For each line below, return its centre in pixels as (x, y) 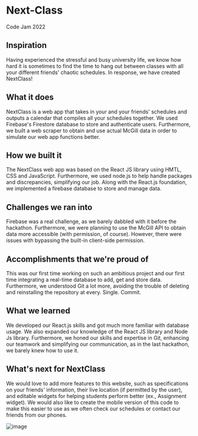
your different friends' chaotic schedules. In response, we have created (93, 72)
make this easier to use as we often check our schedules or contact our (93, 408)
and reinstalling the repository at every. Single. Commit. (74, 292)
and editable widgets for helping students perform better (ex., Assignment (96, 396)
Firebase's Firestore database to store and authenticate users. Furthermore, (98, 124)
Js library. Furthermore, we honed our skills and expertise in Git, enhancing (98, 338)
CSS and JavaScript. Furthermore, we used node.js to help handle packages (99, 176)
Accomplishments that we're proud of (77, 259)
